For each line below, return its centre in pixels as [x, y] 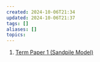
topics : [16, 35]
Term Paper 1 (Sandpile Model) [54, 52]
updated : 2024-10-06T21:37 [41, 18]
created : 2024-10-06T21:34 [41, 12]
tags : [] [17, 23]
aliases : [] [21, 29]
